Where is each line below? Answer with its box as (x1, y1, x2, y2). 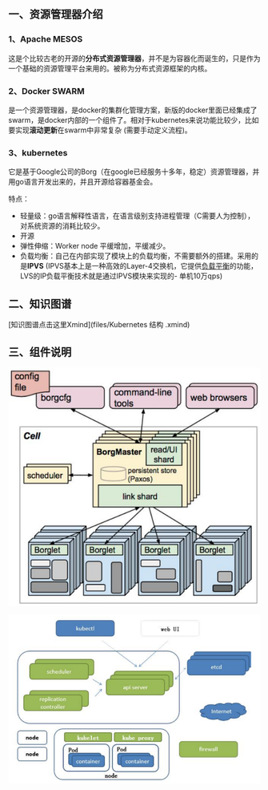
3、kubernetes (8, 147, 68, 158)
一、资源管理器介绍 (8, 7, 103, 22)
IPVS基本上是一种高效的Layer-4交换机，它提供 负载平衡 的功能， (47, 261, 258, 271)
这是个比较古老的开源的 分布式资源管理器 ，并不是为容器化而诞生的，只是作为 (8, 53, 261, 63)
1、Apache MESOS (8, 34, 83, 45)
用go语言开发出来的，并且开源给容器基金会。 (8, 177, 158, 187)
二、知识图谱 (8, 297, 72, 310)
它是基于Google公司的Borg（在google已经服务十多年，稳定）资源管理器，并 (8, 167, 260, 176)
